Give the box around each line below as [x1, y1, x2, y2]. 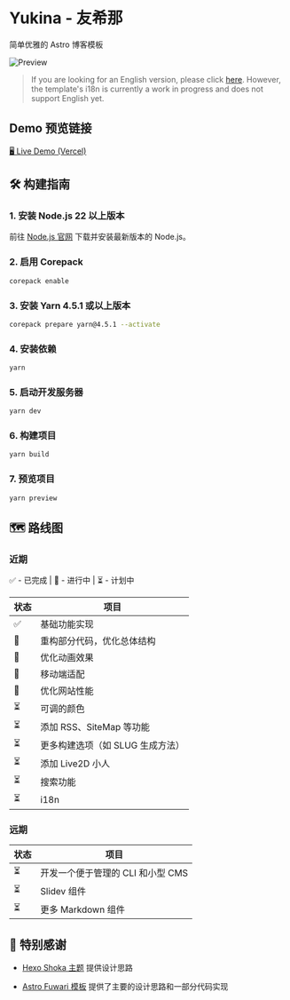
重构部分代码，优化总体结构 [40, 635, 157, 647]
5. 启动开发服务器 [9, 385, 84, 398]
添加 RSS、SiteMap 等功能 [40, 720, 151, 733]
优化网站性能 [40, 685, 95, 697]
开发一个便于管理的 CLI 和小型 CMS [40, 867, 189, 879]
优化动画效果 [40, 652, 95, 664]
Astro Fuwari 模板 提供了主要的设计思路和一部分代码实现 [21, 981, 229, 992]
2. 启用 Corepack [9, 256, 83, 268]
